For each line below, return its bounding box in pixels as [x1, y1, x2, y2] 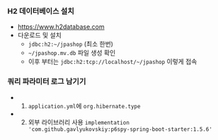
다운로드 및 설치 [17, 31, 62, 39]
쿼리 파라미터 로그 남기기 [7, 77, 86, 87]
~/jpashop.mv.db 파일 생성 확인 [28, 49, 116, 57]
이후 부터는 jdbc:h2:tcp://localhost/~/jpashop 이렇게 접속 [28, 58, 197, 66]
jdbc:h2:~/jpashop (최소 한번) [28, 40, 113, 49]
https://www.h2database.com [17, 23, 105, 31]
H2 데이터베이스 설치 [7, 6, 74, 15]
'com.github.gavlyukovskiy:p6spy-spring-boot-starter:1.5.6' [28, 125, 212, 133]
